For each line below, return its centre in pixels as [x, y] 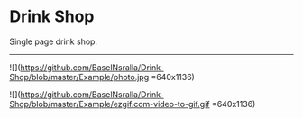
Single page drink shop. [53, 41]
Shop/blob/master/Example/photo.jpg [79, 77]
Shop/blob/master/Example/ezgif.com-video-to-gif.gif [110, 104]
